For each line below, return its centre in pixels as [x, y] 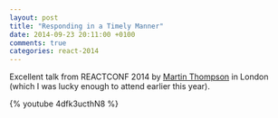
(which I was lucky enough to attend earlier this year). [110, 86]
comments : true [38, 43]
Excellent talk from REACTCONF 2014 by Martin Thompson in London [139, 77]
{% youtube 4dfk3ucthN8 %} [64, 104]
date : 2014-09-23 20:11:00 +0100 [72, 34]
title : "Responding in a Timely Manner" [87, 26]
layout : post [34, 18]
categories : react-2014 [54, 51]
